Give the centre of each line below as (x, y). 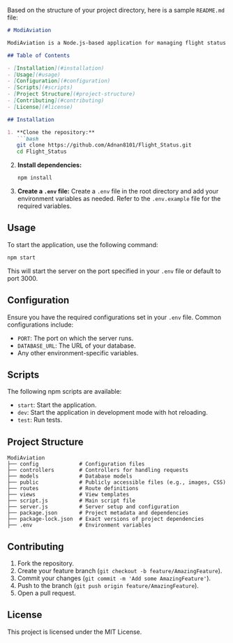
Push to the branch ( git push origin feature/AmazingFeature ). (108, 585)
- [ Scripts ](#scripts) (40, 88)
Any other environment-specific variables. (78, 353)
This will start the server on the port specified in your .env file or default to (114, 271)
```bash (28, 139)
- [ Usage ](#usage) (34, 75)
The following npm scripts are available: (65, 392)
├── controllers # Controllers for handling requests (98, 471)
